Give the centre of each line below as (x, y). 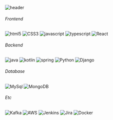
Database (15, 71)
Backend (14, 45)
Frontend (14, 19)
